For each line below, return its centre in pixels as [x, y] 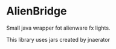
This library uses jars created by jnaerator [58, 39]
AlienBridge [37, 11]
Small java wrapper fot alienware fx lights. [58, 28]
